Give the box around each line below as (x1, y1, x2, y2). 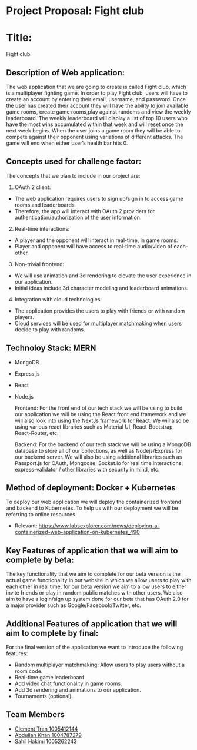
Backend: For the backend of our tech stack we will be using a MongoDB (14, 440, 191, 448)
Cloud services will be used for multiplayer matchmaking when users (14, 320, 182, 327)
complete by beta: (6, 555, 75, 565)
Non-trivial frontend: (14, 260, 65, 267)
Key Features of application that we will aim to (6, 546, 178, 556)
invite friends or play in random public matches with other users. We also (6, 589, 183, 596)
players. (14, 313, 34, 320)
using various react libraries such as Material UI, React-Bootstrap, (14, 423, 175, 430)
